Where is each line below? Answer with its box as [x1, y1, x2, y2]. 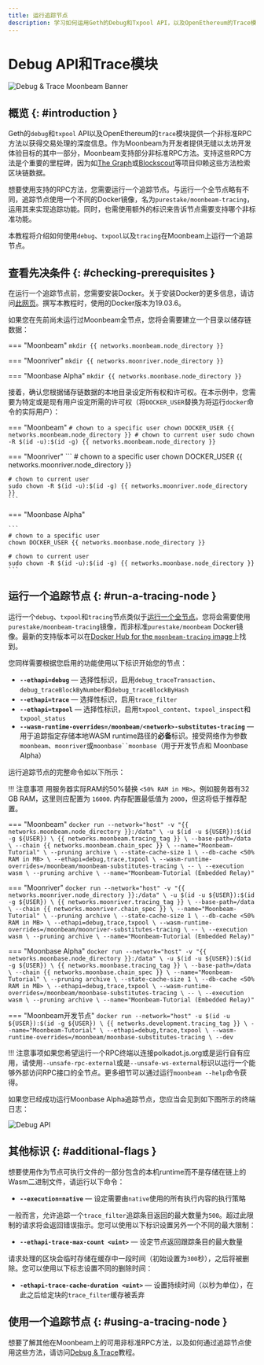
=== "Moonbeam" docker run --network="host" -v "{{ [8, 819, 189, 828]
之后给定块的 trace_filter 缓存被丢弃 [26, 1289, 145, 1299]
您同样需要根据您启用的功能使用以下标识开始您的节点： [8, 658, 187, 667]
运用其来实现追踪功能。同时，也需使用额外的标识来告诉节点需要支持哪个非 [8, 205, 249, 214]
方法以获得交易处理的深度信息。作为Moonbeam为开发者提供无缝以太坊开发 [8, 138, 251, 148]
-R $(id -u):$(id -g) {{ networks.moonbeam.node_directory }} [8, 438, 216, 446]
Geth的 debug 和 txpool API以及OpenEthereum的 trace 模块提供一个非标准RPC [8, 129, 252, 138]
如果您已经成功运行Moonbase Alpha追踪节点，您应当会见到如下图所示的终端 [8, 1094, 256, 1104]
